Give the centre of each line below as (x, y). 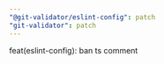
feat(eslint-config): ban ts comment (74, 50)
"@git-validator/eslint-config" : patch (82, 17)
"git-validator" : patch (53, 25)
